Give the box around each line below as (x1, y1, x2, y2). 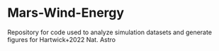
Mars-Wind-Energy (7, 5, 125, 21)
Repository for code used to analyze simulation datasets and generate (7, 28, 213, 36)
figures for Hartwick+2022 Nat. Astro (7, 35, 116, 43)
